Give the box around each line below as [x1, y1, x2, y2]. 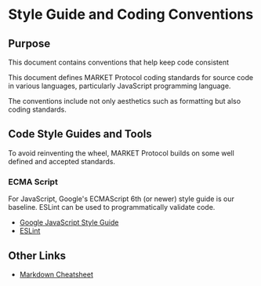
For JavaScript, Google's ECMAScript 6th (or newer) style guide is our [8, 194, 235, 203]
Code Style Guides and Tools [8, 127, 152, 141]
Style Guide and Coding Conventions [8, 5, 254, 24]
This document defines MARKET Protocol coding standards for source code [8, 73, 253, 82]
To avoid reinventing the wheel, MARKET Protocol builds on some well [8, 148, 235, 158]
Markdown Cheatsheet [19, 269, 94, 279]
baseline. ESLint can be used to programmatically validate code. [8, 203, 216, 212]
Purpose [8, 37, 51, 50]
